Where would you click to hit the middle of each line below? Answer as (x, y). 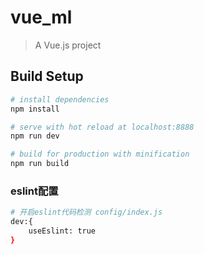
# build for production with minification (100, 154)
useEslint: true (62, 231)
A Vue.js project (68, 45)
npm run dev (35, 136)
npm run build (40, 164)
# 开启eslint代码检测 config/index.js (86, 212)
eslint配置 (34, 191)
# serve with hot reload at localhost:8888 (102, 127)
